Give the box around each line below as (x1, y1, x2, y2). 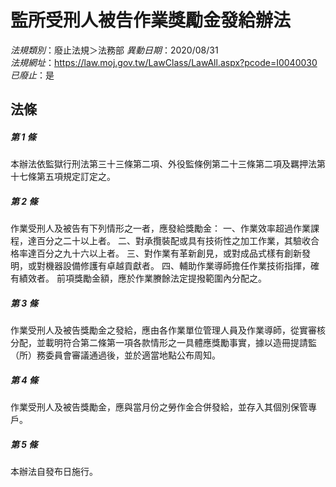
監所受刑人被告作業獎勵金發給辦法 (10, 9, 292, 32)
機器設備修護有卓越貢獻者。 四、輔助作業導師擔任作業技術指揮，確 (44, 260, 320, 272)
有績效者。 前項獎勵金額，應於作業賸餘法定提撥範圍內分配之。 (10, 272, 267, 285)
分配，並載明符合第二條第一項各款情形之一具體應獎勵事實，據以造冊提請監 (10, 337, 317, 349)
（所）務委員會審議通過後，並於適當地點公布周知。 (10, 349, 221, 361)
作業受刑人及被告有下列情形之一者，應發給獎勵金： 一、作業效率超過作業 (10, 222, 311, 235)
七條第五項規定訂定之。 (18, 171, 116, 183)
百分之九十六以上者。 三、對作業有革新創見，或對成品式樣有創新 (36, 247, 302, 260)
